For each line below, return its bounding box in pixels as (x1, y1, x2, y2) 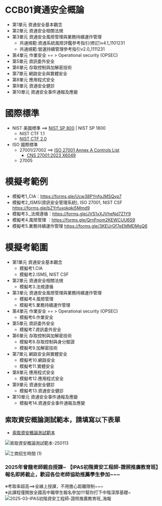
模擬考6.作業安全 (19, 314, 54, 320)
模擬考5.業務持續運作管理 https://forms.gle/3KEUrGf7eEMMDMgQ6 (12, 223, 148, 229)
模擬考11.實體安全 (19, 363, 55, 369)
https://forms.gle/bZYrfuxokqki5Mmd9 (12, 205, 90, 211)
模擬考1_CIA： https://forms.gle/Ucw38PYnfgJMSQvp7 (12, 193, 122, 199)
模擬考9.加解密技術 (19, 345, 58, 351)
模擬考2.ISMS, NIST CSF (19, 271, 69, 277)
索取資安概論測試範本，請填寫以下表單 (5, 416, 121, 424)
